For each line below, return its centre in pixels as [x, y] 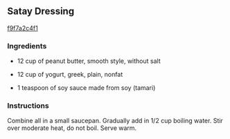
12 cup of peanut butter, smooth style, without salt [89, 61]
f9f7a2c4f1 [23, 28]
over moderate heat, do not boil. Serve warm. [72, 128]
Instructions [28, 106]
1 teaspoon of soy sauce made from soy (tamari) [86, 88]
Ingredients [27, 46]
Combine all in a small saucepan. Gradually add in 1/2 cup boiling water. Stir [115, 121]
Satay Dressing [41, 11]
